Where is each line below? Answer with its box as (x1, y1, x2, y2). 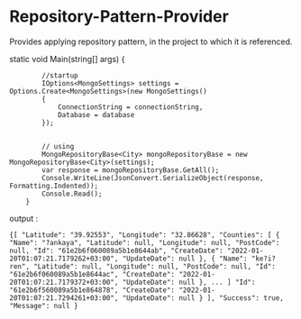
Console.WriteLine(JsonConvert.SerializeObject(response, (41, 173, 264, 182)
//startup (41, 70, 78, 80)
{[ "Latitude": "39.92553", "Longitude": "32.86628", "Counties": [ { (9, 230, 280, 240)
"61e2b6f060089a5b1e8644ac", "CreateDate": (9, 269, 176, 278)
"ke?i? (251, 254, 277, 263)
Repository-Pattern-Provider (9, 6, 230, 27)
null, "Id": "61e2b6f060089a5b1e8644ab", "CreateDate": (9, 246, 223, 255)
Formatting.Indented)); (9, 181, 99, 190)
